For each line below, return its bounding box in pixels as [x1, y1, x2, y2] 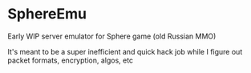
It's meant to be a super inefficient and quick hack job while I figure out [7, 47, 243, 56]
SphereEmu [7, 5, 87, 23]
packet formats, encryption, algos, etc [7, 55, 134, 65]
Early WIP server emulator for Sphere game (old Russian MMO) [7, 31, 217, 41]
